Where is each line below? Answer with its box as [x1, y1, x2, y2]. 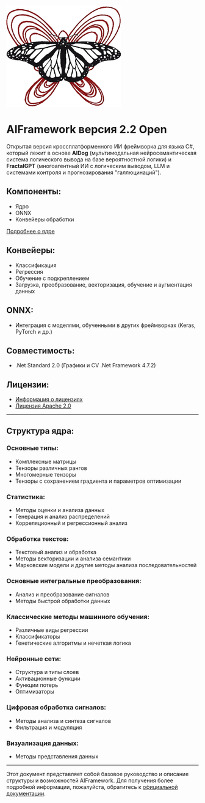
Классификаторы [15, 633, 60, 640]
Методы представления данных [15, 752, 99, 760]
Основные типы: [6, 444, 59, 452]
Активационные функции [15, 675, 81, 683]
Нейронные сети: [6, 654, 62, 663]
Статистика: [6, 493, 46, 501]
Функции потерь [15, 681, 59, 689]
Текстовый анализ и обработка [15, 549, 96, 556]
